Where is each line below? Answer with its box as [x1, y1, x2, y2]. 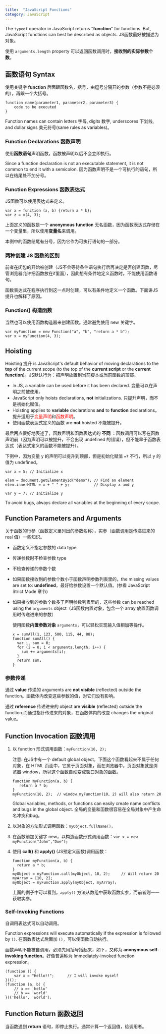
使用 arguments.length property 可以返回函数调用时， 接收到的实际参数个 [5, 48, 154, 54]
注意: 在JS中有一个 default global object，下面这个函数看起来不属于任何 [12, 756, 159, 762]
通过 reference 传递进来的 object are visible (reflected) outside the [5, 703, 142, 709]
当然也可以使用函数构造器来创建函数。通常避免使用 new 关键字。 [5, 319, 138, 325]
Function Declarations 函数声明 [5, 138, 81, 145]
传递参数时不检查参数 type [12, 555, 67, 561]
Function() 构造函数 [5, 307, 53, 314]
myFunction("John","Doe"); [12, 839, 68, 844]
